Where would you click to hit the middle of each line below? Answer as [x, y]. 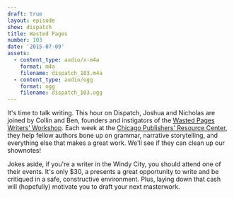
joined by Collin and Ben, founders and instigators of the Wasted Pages [111, 120]
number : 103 [25, 40]
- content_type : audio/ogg [53, 80]
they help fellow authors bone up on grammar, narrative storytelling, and [112, 136]
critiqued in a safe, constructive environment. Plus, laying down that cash [114, 179]
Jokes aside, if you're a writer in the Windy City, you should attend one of [114, 164]
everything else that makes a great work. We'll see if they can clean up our [116, 143]
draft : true [25, 14]
